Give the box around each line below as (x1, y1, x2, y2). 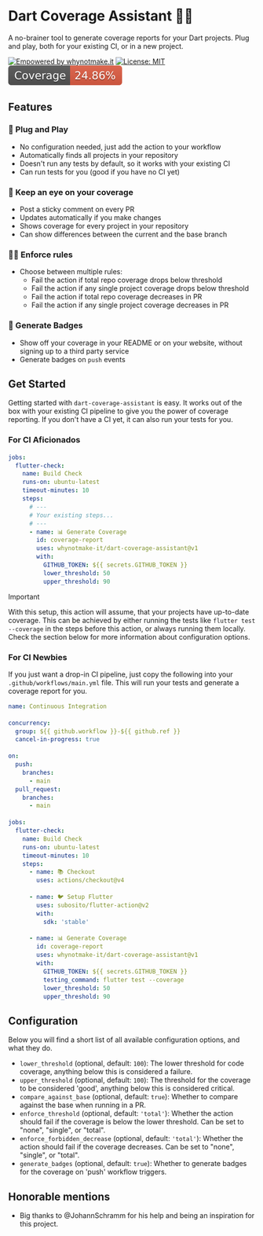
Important (8, 592, 40, 601)
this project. (19, 1219, 59, 1229)
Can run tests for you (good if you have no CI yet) (19, 167, 181, 176)
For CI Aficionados (8, 435, 81, 446)
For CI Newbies (8, 651, 68, 662)
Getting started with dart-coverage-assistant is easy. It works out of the (8, 398, 243, 408)
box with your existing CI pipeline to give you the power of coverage (8, 406, 229, 416)
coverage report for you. (8, 686, 88, 695)
